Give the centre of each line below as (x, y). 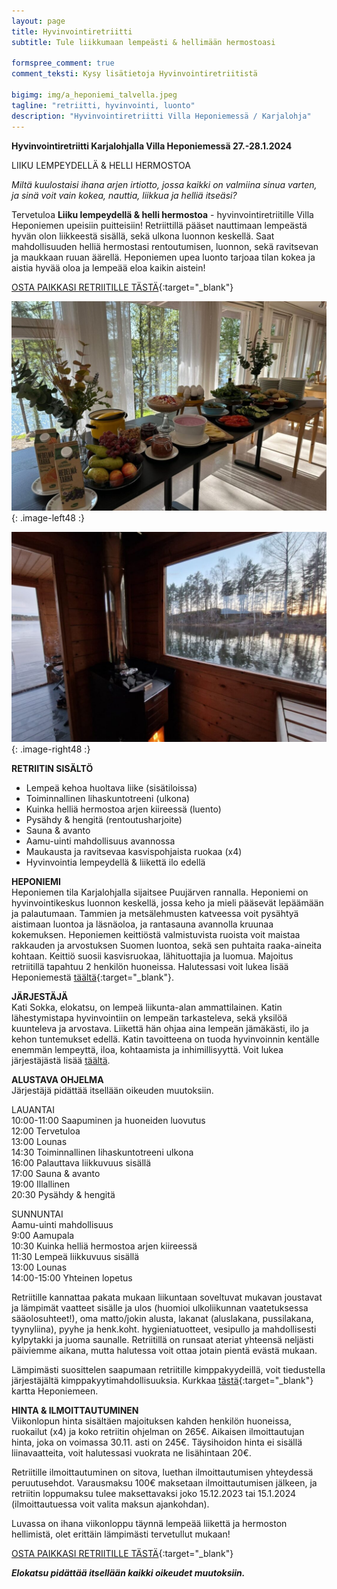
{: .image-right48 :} (51, 749)
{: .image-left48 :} (48, 518)
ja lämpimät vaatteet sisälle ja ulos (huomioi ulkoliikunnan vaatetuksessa (160, 1307)
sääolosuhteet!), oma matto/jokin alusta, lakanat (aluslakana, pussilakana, (162, 1318)
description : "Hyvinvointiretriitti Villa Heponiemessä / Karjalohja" (161, 116)
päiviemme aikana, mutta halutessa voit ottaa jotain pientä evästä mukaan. (164, 1350)
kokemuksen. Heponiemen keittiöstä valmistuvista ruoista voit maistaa (156, 934)
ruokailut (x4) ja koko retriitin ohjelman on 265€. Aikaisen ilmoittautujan (158, 1431)
